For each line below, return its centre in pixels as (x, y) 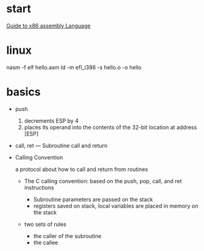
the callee (46, 242)
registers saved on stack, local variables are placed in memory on (116, 206)
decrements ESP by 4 (51, 120)
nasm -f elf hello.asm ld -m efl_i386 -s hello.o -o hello (74, 67)
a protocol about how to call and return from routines (81, 169)
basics (23, 92)
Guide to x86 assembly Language (48, 26)
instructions (39, 187)
